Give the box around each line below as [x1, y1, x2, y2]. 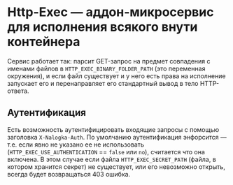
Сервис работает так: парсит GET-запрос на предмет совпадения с [7, 57, 211, 65]
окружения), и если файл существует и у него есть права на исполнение [7, 71, 226, 80]
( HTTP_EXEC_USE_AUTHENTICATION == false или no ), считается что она [7, 147, 205, 156]
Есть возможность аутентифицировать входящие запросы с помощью [7, 125, 220, 133]
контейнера [7, 34, 80, 50]
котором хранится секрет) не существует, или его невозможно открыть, [7, 162, 225, 171]
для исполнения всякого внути [7, 19, 198, 35]
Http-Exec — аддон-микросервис [7, 4, 214, 20]
